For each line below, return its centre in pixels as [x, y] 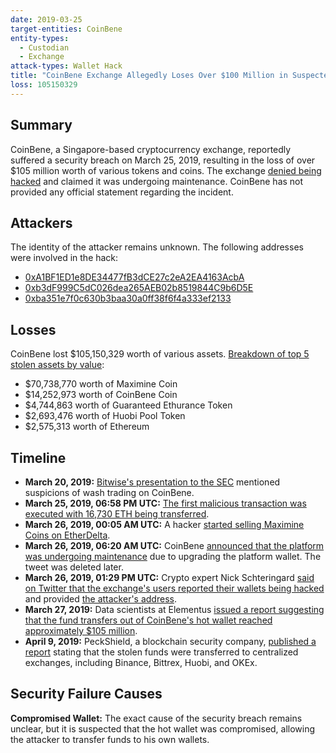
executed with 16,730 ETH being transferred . [117, 514]
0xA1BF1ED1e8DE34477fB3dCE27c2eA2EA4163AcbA [134, 277]
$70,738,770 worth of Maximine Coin [101, 384]
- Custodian [44, 47]
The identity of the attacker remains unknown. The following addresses [157, 247]
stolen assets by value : [57, 365]
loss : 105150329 [44, 85]
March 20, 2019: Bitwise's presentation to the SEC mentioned [152, 482]
